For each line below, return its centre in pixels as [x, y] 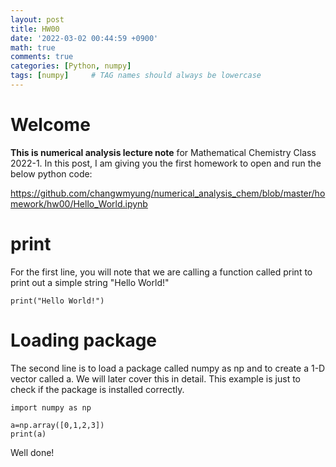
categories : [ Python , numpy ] [71, 66]
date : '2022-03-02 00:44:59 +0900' [84, 38]
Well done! [32, 452]
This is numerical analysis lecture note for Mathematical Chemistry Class [163, 152]
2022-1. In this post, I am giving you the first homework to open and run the [166, 163]
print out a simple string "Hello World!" [90, 282]
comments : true [42, 57]
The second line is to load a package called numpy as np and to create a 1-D [168, 368]
